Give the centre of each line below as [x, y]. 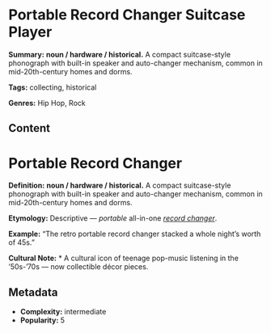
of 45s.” [21, 242]
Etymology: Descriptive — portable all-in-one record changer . [113, 218]
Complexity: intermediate [63, 312]
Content [30, 128]
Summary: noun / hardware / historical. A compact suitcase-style [120, 54]
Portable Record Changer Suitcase [127, 15]
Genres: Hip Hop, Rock [47, 103]
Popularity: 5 [42, 320]
